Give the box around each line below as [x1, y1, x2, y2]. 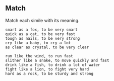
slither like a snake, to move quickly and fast [5, 58, 109, 63]
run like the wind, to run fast [5, 53, 73, 58]
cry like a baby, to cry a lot [5, 40, 71, 45]
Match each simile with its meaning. [5, 17, 80, 23]
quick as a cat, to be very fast [5, 31, 76, 37]
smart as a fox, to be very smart [5, 27, 78, 32]
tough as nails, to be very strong [5, 36, 80, 41]
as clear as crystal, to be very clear [5, 45, 89, 50]
